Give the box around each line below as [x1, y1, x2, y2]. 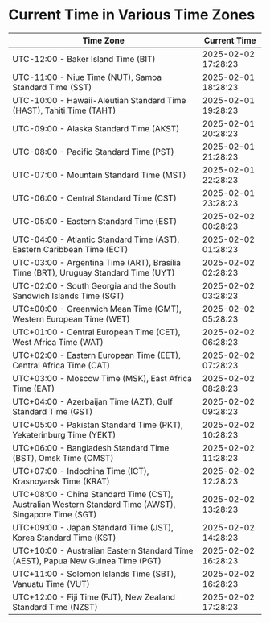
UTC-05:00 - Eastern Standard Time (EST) [12, 215, 178, 226]
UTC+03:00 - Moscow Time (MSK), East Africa [12, 372, 193, 384]
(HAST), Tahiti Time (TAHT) [12, 105, 117, 116]
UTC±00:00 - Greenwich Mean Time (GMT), [12, 303, 182, 314]
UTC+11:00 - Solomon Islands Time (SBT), [12, 568, 177, 579]
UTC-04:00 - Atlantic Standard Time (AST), [12, 234, 180, 245]
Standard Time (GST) [12, 405, 93, 417]
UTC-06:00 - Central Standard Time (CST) [12, 192, 177, 203]
